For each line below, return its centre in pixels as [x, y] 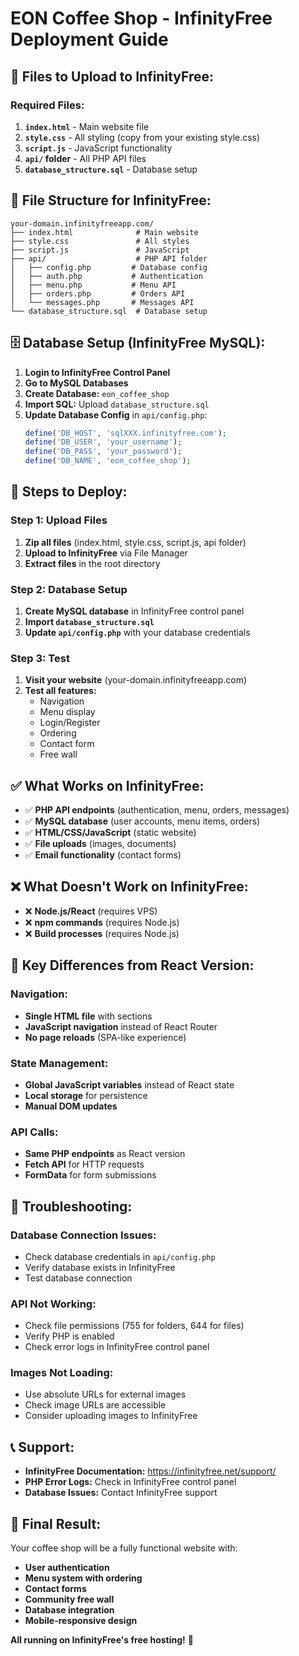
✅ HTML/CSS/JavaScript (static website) [110, 833]
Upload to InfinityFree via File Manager [106, 553]
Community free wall [69, 1599]
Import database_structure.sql [89, 621]
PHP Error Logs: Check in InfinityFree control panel [130, 1482]
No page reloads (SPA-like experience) [105, 1037]
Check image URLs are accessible [95, 1405]
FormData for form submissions [90, 1175]
